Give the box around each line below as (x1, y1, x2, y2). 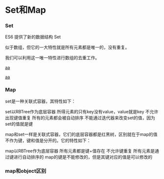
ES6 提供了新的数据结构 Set (5, 34, 61, 40)
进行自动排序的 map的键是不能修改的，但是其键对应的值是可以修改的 (13, 154, 153, 160)
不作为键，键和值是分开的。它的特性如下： (5, 137, 91, 143)
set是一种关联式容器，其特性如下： (5, 98, 76, 104)
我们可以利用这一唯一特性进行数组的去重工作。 (5, 55, 99, 61)
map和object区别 (5, 167, 47, 174)
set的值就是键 (5, 121, 33, 127)
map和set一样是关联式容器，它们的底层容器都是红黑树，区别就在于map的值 (5, 131, 158, 137)
